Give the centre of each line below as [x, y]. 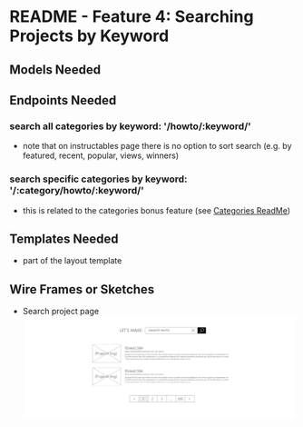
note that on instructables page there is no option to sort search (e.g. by [157, 146]
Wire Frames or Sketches [82, 289]
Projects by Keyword [89, 36]
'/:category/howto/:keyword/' [77, 191]
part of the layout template [72, 261]
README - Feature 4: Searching [132, 17]
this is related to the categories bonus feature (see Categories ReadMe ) [156, 210]
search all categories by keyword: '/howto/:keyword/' [130, 126]
